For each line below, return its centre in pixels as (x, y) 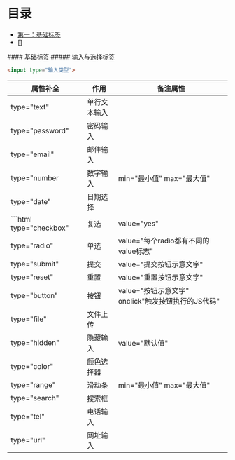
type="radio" (32, 245)
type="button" (34, 295)
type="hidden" (35, 342)
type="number (35, 177)
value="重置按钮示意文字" (161, 277)
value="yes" (138, 223)
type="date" (31, 201)
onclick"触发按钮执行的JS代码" (169, 301)
